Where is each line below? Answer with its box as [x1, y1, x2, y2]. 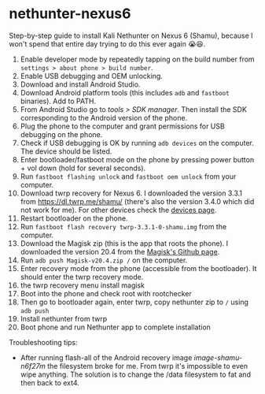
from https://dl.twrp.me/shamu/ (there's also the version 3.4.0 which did [20, 196, 255, 206]
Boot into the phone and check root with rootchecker [20, 288, 192, 298]
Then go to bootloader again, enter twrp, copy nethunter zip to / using [20, 297, 248, 307]
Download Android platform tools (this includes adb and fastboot [20, 87, 230, 97]
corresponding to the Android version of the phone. [20, 113, 188, 122]
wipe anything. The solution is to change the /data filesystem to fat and [20, 370, 251, 379]
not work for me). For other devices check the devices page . [20, 205, 217, 214]
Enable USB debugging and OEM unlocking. [20, 71, 164, 80]
